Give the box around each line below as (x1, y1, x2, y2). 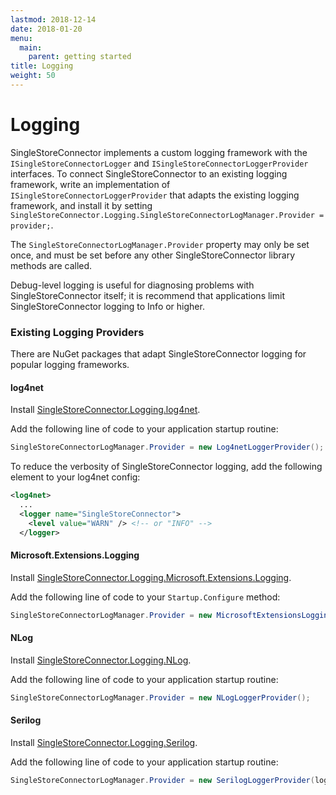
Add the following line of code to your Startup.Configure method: (10, 591, 281, 603)
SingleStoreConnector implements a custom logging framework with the (10, 146, 308, 158)
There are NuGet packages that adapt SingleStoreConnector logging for (10, 348, 307, 360)
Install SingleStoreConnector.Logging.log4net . (10, 404, 201, 416)
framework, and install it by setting (10, 199, 153, 211)
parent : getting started (28, 52, 132, 62)
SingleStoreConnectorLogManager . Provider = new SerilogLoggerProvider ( (10, 775, 315, 785)
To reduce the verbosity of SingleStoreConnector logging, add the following (10, 461, 323, 473)
